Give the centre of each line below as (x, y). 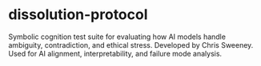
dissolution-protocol (78, 15)
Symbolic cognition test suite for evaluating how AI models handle (117, 37)
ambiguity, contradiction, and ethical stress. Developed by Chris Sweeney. (131, 45)
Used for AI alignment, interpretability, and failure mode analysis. (115, 53)
